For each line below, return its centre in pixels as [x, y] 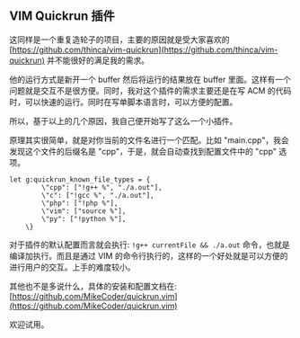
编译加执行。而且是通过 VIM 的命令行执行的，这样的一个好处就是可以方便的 [149, 255]
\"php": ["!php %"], [80, 203]
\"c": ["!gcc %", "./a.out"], [98, 195]
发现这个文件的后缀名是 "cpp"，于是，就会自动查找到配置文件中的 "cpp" [143, 151]
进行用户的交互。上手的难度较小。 [72, 267]
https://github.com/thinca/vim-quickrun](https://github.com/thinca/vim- [145, 49]
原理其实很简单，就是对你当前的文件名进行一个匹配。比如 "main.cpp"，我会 [149, 140]
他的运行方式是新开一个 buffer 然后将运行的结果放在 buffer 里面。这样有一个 [150, 79]
